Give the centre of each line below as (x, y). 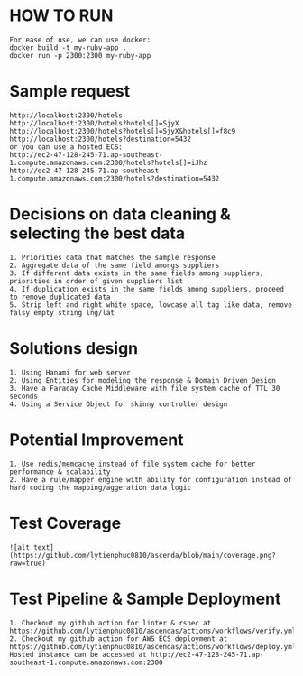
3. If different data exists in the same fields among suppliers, (137, 273)
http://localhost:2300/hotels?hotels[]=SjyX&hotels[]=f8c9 (123, 131)
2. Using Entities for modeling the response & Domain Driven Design (143, 380)
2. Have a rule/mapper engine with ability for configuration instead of (151, 479)
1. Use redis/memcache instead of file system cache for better (133, 464)
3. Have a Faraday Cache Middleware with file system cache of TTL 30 (145, 388)
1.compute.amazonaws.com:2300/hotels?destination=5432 (115, 178)
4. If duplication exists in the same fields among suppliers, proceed (147, 289)
